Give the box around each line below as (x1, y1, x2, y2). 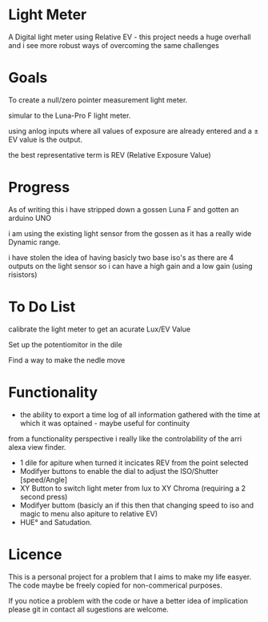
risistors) (8, 270, 38, 279)
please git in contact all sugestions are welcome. (8, 604, 170, 614)
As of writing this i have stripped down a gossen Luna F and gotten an (8, 204, 239, 214)
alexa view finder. (8, 442, 66, 451)
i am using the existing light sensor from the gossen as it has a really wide (8, 228, 252, 238)
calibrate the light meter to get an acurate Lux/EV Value (8, 324, 190, 334)
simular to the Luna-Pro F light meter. (8, 110, 131, 120)
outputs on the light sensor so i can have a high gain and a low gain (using (8, 261, 254, 271)
